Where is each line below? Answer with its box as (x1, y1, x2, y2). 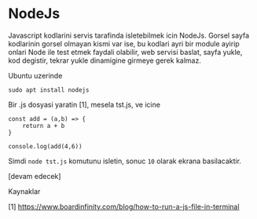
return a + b (22, 122, 65, 130)
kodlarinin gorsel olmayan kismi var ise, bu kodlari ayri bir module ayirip (8, 38, 240, 48)
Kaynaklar (8, 186, 41, 196)
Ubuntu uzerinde (8, 71, 63, 80)
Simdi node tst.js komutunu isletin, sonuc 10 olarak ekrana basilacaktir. (8, 156, 242, 166)
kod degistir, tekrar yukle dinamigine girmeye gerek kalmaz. (8, 56, 202, 65)
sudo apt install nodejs (8, 86, 90, 94)
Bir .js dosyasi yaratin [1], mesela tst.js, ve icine (8, 100, 161, 109)
